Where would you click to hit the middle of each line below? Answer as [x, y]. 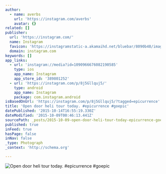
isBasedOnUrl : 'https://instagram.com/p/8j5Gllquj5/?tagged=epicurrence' [83, 102]
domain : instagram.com [33, 51]
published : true [22, 125]
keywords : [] [19, 56]
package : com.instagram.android [47, 97]
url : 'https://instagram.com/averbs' [53, 19]
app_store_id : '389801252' [42, 79]
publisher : [16, 33]
